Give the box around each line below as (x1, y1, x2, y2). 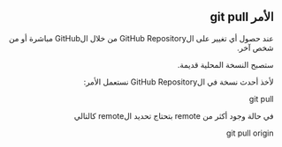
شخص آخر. (236, 42, 274, 53)
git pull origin (225, 128, 274, 138)
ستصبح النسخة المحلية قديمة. (177, 59, 274, 70)
